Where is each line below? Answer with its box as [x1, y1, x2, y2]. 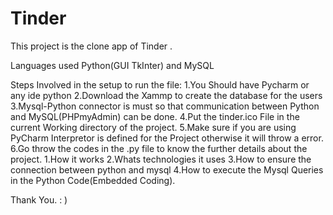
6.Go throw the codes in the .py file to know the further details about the [10, 142, 308, 154]
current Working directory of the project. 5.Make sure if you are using [10, 121, 297, 133]
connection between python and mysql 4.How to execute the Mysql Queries [10, 163, 324, 176]
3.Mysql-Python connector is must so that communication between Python [10, 100, 320, 112]
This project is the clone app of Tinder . [10, 40, 173, 52]
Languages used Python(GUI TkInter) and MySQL [10, 59, 215, 71]
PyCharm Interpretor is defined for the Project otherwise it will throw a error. [10, 132, 324, 144]
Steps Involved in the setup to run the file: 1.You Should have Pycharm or [10, 78, 310, 91]
